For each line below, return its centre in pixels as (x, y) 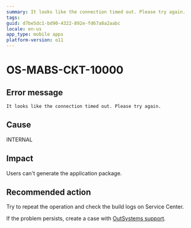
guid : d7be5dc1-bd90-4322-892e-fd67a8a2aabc (63, 23)
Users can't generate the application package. (64, 173)
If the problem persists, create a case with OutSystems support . (86, 218)
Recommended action (49, 193)
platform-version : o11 (35, 40)
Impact (20, 159)
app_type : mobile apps (35, 35)
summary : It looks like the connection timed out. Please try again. (96, 12)
